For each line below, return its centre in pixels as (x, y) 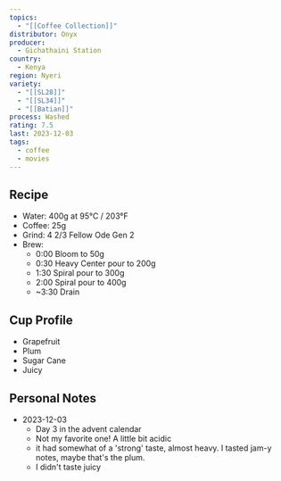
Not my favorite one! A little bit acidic (103, 438)
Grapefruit (41, 342)
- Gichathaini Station (59, 51)
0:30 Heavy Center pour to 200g (95, 263)
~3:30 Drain (58, 292)
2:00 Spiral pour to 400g (81, 283)
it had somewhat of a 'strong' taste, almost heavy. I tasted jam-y (153, 448)
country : (25, 59)
